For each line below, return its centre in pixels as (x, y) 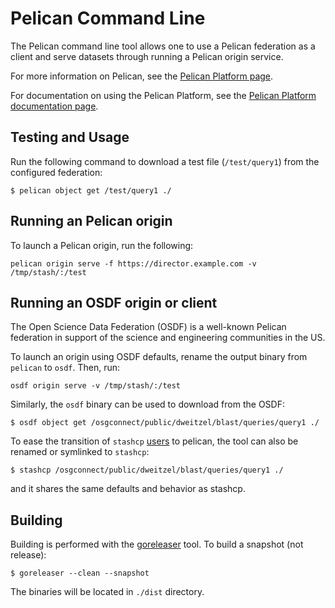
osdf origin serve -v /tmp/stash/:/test (96, 386)
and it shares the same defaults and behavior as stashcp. (128, 489)
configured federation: (56, 172)
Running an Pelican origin (91, 221)
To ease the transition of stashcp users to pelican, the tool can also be (154, 441)
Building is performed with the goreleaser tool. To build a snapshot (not (157, 544)
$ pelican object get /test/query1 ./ (91, 190)
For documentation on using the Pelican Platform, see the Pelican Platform (163, 95)
